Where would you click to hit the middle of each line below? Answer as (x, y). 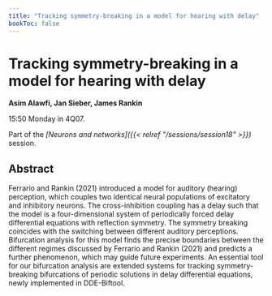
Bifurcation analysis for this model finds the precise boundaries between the (136, 240)
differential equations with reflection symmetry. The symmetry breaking (128, 223)
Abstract (31, 168)
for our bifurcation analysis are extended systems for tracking (112, 266)
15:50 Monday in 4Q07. (47, 119)
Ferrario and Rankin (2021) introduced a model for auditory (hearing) (123, 188)
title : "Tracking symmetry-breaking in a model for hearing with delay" (134, 16)
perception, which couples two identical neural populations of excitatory (129, 197)
